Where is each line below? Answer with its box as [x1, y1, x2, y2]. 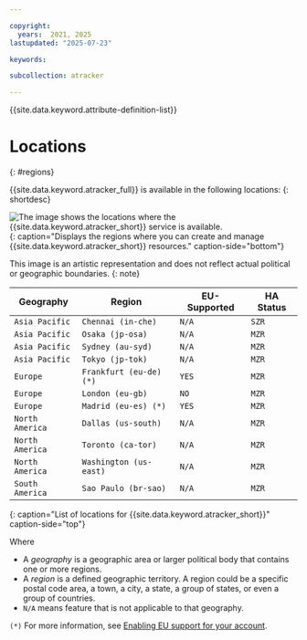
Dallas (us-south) [81, 418, 162, 429]
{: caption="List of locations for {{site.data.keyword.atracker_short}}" [9, 509, 270, 520]
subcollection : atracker [9, 71, 104, 80]
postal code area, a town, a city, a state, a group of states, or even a [22, 583, 280, 594]
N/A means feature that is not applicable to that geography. [22, 603, 244, 614]
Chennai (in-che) [81, 317, 157, 327]
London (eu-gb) [81, 389, 148, 399]
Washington [81, 457, 130, 467]
